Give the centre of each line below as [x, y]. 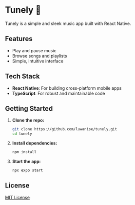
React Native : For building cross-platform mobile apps [67, 88]
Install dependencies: [35, 143]
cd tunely [22, 134]
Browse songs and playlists [39, 56]
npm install [24, 152]
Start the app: [26, 161]
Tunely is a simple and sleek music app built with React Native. [68, 23]
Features [19, 39]
